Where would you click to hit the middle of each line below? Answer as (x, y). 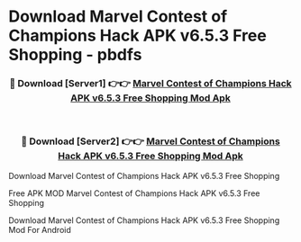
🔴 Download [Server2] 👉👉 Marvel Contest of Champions (150, 141)
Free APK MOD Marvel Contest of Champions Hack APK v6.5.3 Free (134, 193)
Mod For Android (40, 229)
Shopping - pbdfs (75, 55)
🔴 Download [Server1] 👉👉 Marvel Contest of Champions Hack (150, 84)
